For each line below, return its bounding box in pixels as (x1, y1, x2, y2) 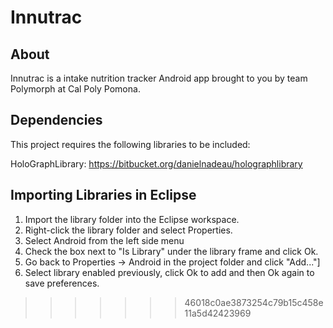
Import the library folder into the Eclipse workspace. (24, 213, 240, 225)
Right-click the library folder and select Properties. (24, 224, 233, 236)
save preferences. (24, 277, 100, 289)
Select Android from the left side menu (24, 234, 185, 246)
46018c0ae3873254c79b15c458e (184, 296, 324, 308)
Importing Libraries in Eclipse (10, 187, 197, 204)
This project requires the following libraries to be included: (10, 138, 251, 150)
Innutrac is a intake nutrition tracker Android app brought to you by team (10, 72, 308, 84)
